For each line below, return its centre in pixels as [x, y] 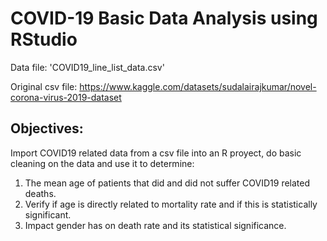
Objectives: [47, 128]
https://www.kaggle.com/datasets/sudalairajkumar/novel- [198, 86]
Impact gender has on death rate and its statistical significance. [155, 225]
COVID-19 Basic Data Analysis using [164, 18]
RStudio [44, 39]
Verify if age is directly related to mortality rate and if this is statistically [171, 204]
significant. [48, 214]
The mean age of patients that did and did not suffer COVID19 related [167, 183]
